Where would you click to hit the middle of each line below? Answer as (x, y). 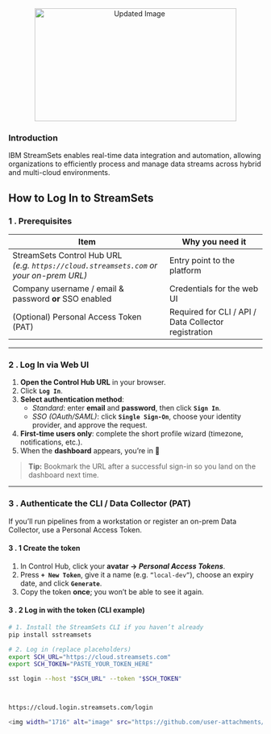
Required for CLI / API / (213, 311)
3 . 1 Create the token (44, 548)
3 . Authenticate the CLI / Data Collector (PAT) (100, 503)
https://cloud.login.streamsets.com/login (81, 708)
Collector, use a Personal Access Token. (75, 530)
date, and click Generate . (61, 583)
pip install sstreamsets (50, 635)
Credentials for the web (214, 288)
